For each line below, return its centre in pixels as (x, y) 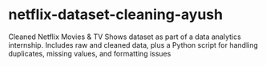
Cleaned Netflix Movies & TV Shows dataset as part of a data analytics (125, 37)
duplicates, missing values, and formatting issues (90, 53)
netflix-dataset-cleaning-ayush (115, 15)
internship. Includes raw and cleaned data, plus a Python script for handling (133, 45)
